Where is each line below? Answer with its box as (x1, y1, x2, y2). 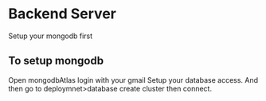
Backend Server (8, 5, 117, 23)
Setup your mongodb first (8, 31, 93, 41)
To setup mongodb (8, 54, 104, 68)
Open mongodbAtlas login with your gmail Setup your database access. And (8, 75, 259, 84)
